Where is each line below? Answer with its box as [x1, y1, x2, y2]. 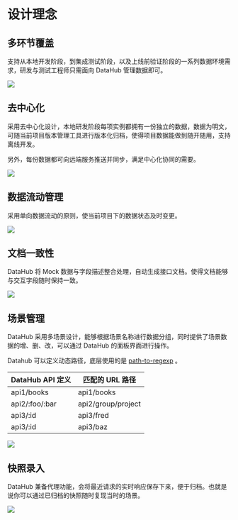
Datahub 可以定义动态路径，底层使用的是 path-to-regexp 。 [7, 356, 182, 365]
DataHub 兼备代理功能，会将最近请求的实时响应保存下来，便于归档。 [7, 482, 209, 491]
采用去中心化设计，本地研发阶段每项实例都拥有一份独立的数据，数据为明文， [7, 122, 231, 131]
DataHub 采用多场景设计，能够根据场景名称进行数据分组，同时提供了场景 [7, 333, 221, 341]
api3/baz [77, 422, 108, 432]
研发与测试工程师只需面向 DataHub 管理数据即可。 [19, 66, 167, 74]
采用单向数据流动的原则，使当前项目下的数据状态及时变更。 [7, 211, 181, 220]
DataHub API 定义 [11, 375, 72, 385]
